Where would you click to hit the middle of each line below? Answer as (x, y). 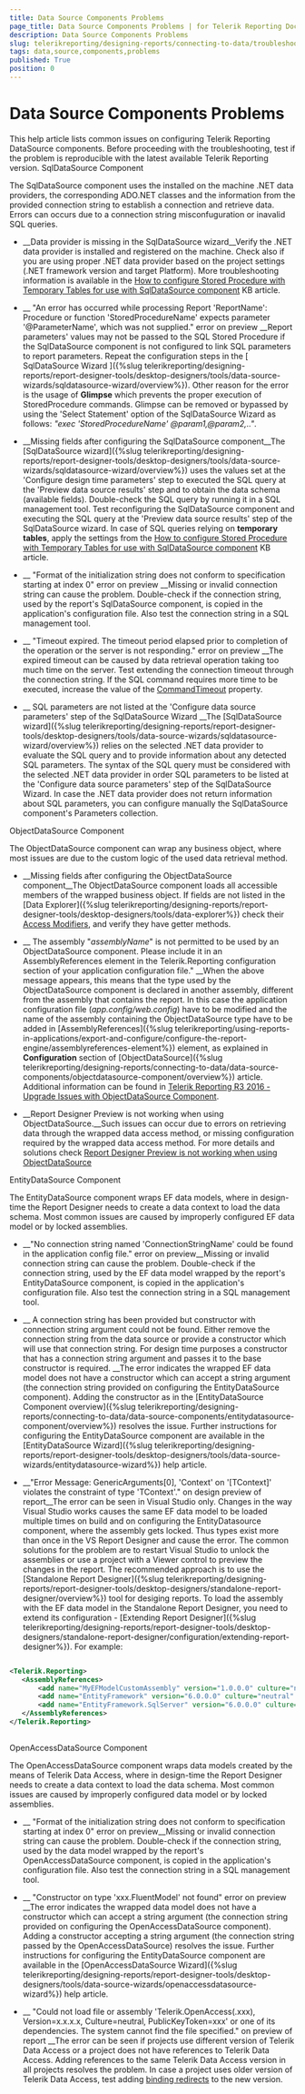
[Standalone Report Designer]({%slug (93, 1578)
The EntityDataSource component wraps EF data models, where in (134, 1197)
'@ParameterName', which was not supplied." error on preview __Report (157, 327)
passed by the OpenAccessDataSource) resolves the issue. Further (148, 1945)
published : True (40, 60)
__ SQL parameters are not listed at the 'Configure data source (139, 707)
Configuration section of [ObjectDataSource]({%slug (123, 1057)
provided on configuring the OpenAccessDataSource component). (147, 1926)
